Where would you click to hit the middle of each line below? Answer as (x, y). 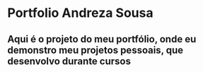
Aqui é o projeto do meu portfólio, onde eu (102, 39)
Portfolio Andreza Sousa (80, 13)
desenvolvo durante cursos (69, 61)
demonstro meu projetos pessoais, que (95, 50)
